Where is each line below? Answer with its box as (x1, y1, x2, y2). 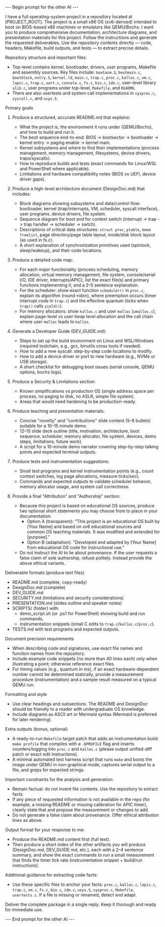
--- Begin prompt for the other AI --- (5, 4, 79, 10)
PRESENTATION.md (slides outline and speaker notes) (12, 600, 122, 606)
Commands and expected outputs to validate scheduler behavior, (19, 479, 152, 484)
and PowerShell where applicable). (19, 166, 90, 172)
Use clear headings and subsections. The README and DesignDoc (12, 701, 148, 707)
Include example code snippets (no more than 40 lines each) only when (12, 656, 158, 662)
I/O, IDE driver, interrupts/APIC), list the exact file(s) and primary (19, 277, 149, 283)
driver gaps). (19, 176, 46, 182)
